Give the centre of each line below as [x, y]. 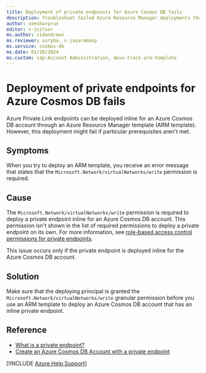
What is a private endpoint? [50, 345]
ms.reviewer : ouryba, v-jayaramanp [52, 41]
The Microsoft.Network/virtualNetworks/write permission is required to [97, 213]
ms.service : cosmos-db [35, 47]
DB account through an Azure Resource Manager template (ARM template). [101, 125]
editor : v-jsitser [30, 29]
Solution [23, 276]
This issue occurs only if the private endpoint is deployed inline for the [95, 251]
